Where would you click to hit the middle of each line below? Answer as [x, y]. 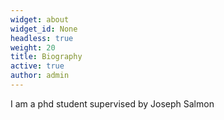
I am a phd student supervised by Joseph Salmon [112, 103]
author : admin [40, 76]
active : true [37, 66]
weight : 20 [33, 47]
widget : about [40, 19]
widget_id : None [44, 29]
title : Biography [46, 57]
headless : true [42, 38]
